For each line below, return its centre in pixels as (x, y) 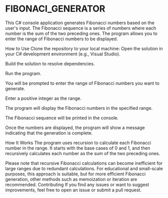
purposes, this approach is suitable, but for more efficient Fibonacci (75, 174)
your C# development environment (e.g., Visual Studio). (63, 54)
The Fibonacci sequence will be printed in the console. (62, 118)
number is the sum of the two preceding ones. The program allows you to (81, 33)
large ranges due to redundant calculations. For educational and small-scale (84, 168)
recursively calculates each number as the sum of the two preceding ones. (83, 153)
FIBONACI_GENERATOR (55, 9)
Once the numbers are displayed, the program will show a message (75, 127)
